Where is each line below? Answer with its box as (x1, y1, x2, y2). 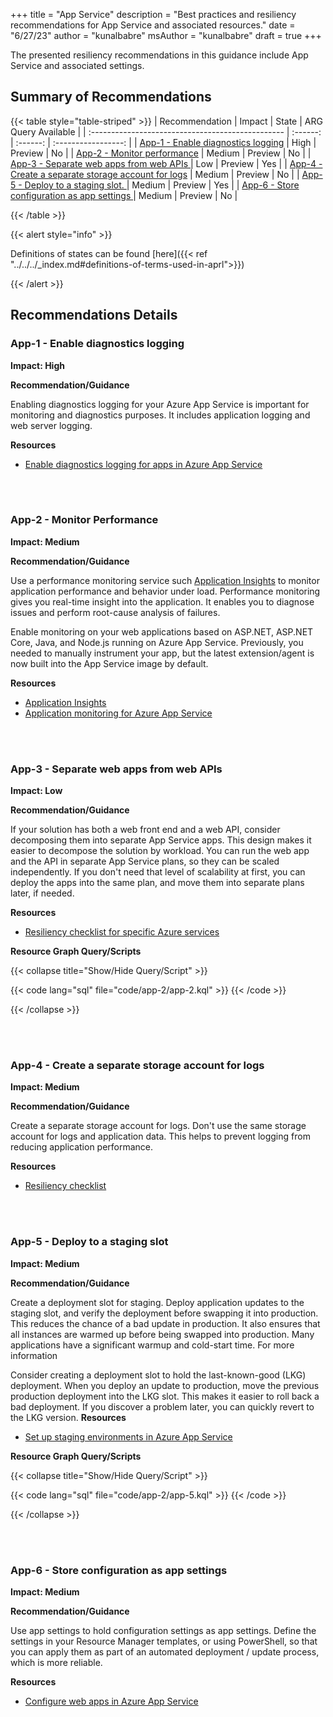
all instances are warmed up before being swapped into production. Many (10, 1328, 315, 1340)
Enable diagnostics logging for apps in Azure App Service (24, 458, 263, 470)
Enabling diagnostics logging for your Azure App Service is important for (10, 398, 310, 410)
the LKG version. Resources (10, 1411, 127, 1423)
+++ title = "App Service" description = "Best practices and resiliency (10, 9, 297, 20)
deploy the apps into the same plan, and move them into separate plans (10, 877, 305, 889)
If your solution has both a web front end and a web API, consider (10, 824, 281, 836)
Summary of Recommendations (10, 89, 212, 106)
